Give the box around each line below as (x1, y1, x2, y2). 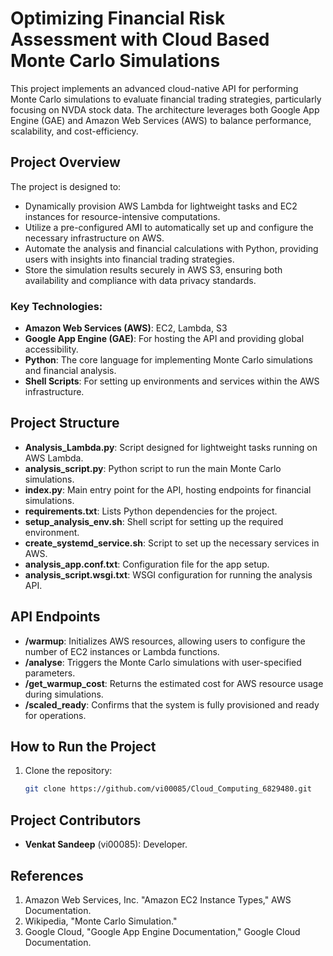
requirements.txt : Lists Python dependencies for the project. (24, 505, 278, 517)
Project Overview (10, 154, 121, 171)
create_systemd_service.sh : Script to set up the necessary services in (24, 537, 320, 549)
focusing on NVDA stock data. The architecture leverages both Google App (10, 103, 320, 116)
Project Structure (10, 415, 120, 432)
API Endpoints (10, 608, 101, 626)
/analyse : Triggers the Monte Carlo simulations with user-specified (24, 656, 302, 668)
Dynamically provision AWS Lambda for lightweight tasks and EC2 (24, 200, 298, 212)
